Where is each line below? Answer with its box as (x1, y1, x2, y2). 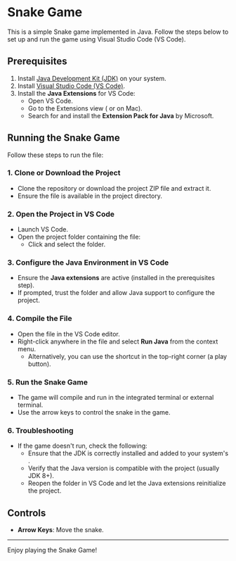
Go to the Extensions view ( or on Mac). (27, 103, 143, 113)
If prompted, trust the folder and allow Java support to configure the (17, 289, 216, 297)
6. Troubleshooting (7, 425, 74, 435)
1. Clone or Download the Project (7, 168, 121, 178)
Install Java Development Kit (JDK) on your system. (17, 74, 166, 82)
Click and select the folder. (27, 240, 106, 248)
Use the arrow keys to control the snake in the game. (17, 408, 171, 417)
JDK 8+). (27, 472, 55, 480)
